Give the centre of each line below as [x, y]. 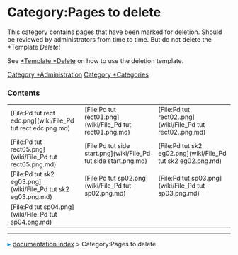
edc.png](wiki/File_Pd [42, 120]
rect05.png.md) [33, 164]
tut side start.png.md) [116, 161]
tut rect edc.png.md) [40, 128]
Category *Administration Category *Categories [78, 74]
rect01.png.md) [108, 132]
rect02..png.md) [182, 132]
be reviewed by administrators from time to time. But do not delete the [110, 39]
